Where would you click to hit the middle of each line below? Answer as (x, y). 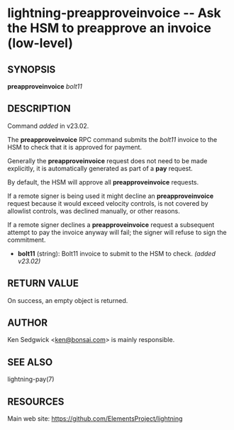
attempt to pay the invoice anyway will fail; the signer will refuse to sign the (117, 232)
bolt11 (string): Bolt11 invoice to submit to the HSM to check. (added (117, 253)
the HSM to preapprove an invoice (109, 28)
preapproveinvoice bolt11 (45, 86)
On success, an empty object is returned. (68, 300)
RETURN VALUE (43, 283)
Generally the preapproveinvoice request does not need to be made (107, 160)
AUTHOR (28, 323)
